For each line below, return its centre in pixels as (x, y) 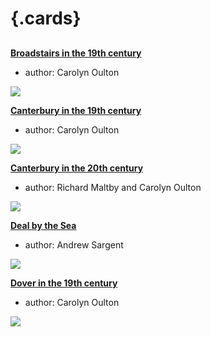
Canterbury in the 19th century (76, 110)
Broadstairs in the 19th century (76, 53)
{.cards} (46, 18)
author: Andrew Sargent (74, 244)
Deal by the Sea (43, 225)
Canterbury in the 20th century (77, 168)
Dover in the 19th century (64, 283)
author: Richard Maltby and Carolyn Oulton (113, 187)
